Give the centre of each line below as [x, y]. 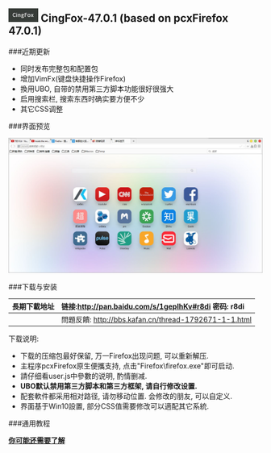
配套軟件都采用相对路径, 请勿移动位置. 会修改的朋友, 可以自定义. [126, 397]
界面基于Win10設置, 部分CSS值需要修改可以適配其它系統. [115, 406]
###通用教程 [29, 423]
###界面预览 [29, 126]
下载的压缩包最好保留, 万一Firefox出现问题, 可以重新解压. [115, 356]
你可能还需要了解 [37, 441]
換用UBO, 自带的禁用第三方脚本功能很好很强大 [97, 89]
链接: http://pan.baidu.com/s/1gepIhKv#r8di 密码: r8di [153, 306]
